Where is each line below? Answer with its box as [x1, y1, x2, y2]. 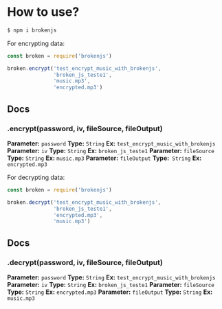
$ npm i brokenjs [7, 27, 57, 34]
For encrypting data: [7, 39, 65, 47]
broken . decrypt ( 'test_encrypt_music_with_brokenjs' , [7, 198, 162, 206]
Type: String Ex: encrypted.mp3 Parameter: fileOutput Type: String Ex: [7, 288, 213, 296]
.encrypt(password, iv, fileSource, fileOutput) [7, 124, 163, 133]
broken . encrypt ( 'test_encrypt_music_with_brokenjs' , [7, 65, 162, 72]
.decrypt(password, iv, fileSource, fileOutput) [7, 257, 163, 267]
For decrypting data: [7, 173, 65, 181]
